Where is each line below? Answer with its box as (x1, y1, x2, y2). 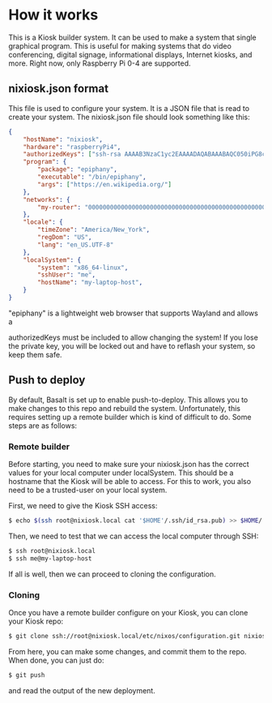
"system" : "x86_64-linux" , (37, 264, 129, 272)
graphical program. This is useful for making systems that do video (8, 41, 232, 50)
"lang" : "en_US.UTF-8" (37, 241, 114, 249)
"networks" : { (23, 195, 70, 204)
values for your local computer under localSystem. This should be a (8, 468, 234, 478)
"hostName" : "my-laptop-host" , (37, 278, 143, 287)
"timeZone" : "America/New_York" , (37, 225, 151, 234)
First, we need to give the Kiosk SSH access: (8, 500, 158, 510)
